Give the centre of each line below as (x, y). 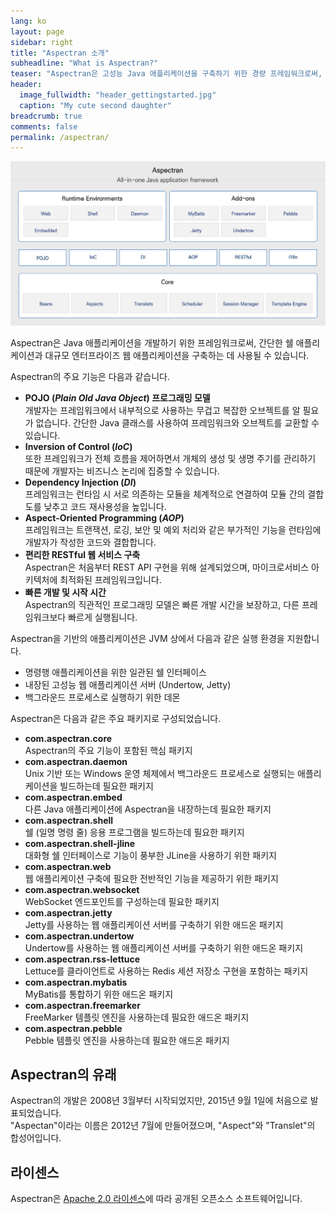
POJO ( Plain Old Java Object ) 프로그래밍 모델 (117, 397)
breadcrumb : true (46, 116)
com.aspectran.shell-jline (80, 843)
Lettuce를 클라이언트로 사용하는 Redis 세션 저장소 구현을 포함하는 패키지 (166, 971)
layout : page (37, 31)
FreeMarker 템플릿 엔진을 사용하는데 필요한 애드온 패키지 (137, 1017)
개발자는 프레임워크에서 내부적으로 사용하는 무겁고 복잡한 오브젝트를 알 (162, 410)
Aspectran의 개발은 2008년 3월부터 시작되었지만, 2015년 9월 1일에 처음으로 (159, 1101)
